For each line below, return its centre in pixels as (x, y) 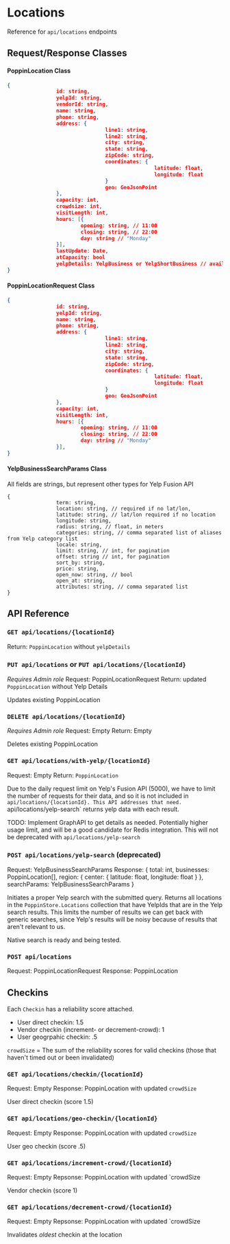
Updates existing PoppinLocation (54, 700)
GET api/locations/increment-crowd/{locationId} (90, 1163)
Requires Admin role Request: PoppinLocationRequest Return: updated (107, 679)
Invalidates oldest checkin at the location (65, 1235)
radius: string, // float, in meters (110, 527)
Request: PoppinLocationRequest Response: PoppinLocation (92, 971)
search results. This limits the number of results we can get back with (105, 912)
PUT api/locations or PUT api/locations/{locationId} (97, 664)
